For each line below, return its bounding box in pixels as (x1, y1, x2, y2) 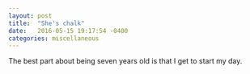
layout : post (8, 11, 53, 20)
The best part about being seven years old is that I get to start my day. (8, 56, 243, 66)
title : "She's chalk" (8, 19, 85, 27)
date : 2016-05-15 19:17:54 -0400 (8, 27, 129, 35)
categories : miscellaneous (8, 34, 100, 43)
